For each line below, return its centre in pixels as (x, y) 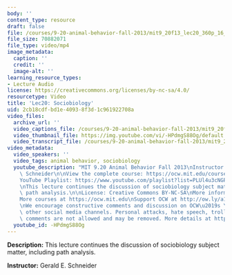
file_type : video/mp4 (38, 45)
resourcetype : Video (37, 97)
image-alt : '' (33, 71)
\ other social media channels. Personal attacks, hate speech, (114, 212)
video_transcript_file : (47, 142)
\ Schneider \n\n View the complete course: (81, 174)
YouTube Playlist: (46, 180)
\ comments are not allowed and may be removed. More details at (116, 218)
